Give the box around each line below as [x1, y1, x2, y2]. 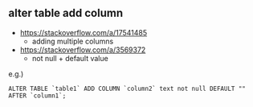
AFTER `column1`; [8, 92, 67, 100]
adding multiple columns [31, 36, 114, 46]
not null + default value [31, 53, 108, 63]
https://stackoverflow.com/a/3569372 [19, 44, 146, 55]
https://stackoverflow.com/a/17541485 [19, 27, 147, 37]
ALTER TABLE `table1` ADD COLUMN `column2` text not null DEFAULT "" [8, 84, 247, 93]
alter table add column [8, 6, 123, 20]
